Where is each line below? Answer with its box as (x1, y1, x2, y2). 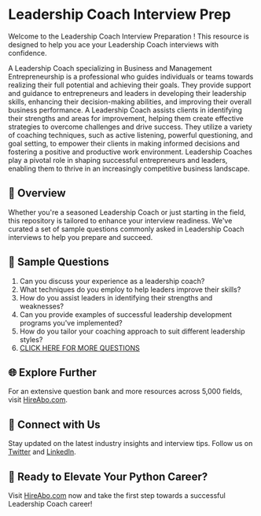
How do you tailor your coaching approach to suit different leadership (19, 326, 245, 336)
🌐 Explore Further (8, 366, 97, 379)
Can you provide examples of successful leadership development (19, 309, 232, 319)
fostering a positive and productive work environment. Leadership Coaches (8, 147, 253, 157)
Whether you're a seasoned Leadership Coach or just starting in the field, (8, 207, 246, 217)
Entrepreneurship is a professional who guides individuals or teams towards (8, 72, 254, 81)
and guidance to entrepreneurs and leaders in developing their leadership (8, 88, 247, 98)
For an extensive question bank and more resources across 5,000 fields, (8, 387, 243, 396)
